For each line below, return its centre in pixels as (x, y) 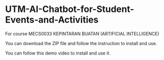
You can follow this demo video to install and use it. (58, 53)
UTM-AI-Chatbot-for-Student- (70, 9)
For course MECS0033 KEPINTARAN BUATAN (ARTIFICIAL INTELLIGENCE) (82, 33)
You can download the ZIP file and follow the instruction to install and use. (81, 43)
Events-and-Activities (52, 20)
